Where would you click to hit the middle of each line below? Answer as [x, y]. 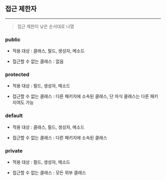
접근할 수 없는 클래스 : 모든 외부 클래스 [49, 173]
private [14, 151]
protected [17, 75]
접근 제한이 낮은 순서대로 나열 [45, 26]
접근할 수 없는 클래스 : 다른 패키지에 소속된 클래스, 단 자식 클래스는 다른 [81, 96]
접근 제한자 [21, 9]
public [13, 40]
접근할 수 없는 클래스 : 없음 [38, 61]
